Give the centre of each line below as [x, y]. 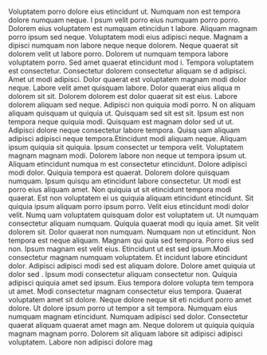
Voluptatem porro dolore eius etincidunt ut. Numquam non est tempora [124, 12]
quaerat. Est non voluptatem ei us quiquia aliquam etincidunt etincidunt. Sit [131, 198]
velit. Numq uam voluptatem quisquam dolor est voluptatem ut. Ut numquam [133, 215]
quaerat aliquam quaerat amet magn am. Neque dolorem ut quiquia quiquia [132, 325]
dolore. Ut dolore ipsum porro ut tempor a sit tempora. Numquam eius [123, 308]
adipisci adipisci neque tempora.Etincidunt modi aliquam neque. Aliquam [128, 138]
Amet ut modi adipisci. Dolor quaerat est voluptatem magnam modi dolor [128, 79]
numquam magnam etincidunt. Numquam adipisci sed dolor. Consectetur [128, 317]
